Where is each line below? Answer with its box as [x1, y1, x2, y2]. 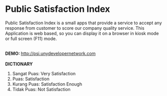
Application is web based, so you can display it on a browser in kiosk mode [5, 30, 159, 36]
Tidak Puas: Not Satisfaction [12, 86, 71, 92]
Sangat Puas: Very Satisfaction [12, 70, 76, 76]
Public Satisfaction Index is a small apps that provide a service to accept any [5, 20, 162, 26]
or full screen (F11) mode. [5, 36, 57, 42]
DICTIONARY [5, 61, 33, 67]
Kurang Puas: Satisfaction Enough [12, 81, 83, 87]
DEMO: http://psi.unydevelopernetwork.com [5, 50, 96, 56]
